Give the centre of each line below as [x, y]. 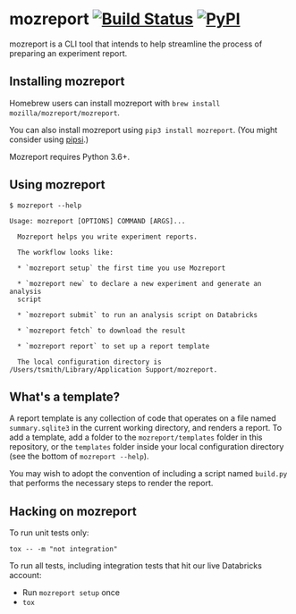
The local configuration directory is [90, 362]
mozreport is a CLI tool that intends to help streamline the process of [136, 44]
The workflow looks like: [66, 252]
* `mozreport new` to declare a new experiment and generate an [140, 283]
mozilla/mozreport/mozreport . [65, 113]
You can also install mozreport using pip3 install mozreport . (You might [144, 130]
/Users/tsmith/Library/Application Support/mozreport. [114, 370]
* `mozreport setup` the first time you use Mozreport [122, 268]
